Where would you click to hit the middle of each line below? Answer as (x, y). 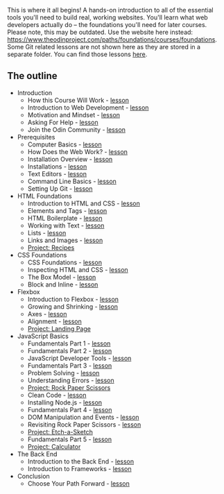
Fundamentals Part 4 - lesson (70, 409)
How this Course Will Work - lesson (78, 100)
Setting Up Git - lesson (60, 188)
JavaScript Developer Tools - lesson (79, 358)
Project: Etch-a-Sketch (60, 432)
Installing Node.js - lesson (65, 402)
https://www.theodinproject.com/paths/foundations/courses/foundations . (112, 40)
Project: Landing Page (59, 328)
